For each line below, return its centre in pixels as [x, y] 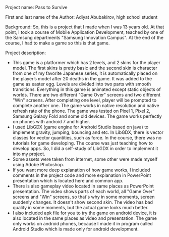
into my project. [29, 154]
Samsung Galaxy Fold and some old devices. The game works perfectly [87, 116]
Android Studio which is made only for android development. [75, 229]
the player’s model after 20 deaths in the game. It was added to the [82, 79]
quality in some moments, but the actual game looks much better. [80, 207]
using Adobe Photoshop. [38, 164]
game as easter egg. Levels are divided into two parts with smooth [82, 84]
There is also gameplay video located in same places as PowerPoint [83, 186]
